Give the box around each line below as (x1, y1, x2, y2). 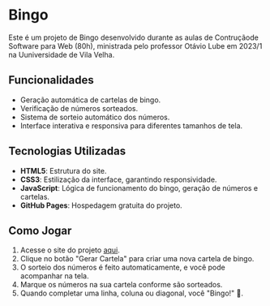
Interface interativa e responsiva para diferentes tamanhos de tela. (19, 120, 243, 131)
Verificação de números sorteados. (19, 103, 139, 113)
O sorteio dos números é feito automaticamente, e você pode (19, 262, 225, 273)
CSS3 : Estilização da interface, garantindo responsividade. (19, 175, 217, 184)
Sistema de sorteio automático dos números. (19, 112, 170, 122)
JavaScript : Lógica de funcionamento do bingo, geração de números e (19, 183, 259, 192)
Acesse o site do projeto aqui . (19, 245, 120, 255)
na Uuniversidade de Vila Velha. (8, 50, 115, 59)
